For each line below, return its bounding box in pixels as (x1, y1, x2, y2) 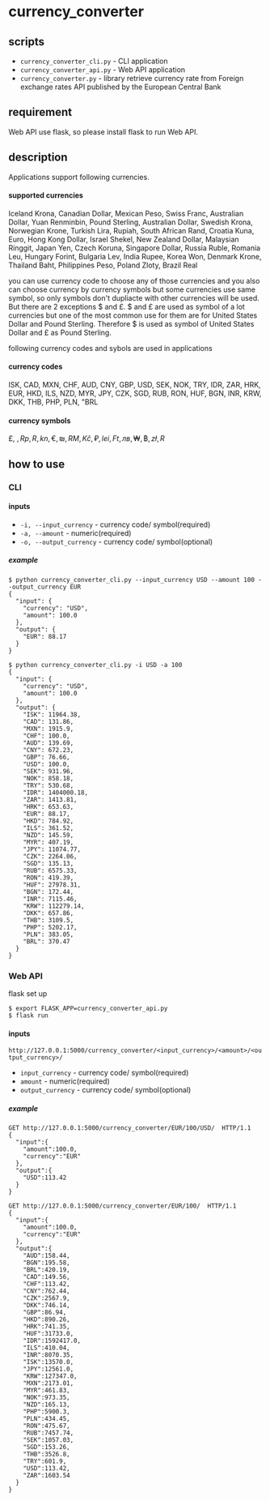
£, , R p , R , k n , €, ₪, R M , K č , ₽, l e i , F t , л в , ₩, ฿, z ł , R (8, 434, 166, 443)
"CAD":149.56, (23, 1273, 70, 1281)
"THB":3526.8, (23, 1450, 70, 1459)
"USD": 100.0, (23, 760, 70, 768)
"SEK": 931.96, (23, 767, 74, 776)
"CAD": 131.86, (23, 717, 74, 725)
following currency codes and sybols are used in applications (8, 343, 213, 353)
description (8, 151, 68, 165)
